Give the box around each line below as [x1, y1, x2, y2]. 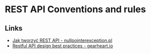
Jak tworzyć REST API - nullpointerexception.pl [12, 37, 112, 43]
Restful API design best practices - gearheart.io [12, 43, 114, 49]
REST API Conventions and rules [5, 4, 146, 15]
